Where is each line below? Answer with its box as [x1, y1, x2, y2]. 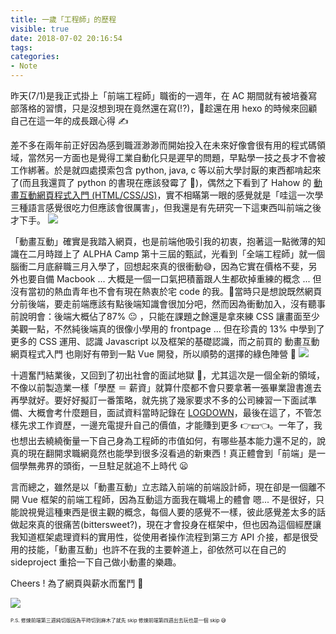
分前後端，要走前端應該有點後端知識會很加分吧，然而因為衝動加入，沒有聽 [10, 298, 317, 310]
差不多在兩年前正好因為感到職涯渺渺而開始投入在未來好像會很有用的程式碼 [10, 139, 317, 151]
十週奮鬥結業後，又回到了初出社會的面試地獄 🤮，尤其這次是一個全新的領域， [10, 369, 326, 381]
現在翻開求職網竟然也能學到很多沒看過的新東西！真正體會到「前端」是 [27, 447, 317, 459]
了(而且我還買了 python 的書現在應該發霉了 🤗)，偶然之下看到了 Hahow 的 [10, 177, 312, 188]
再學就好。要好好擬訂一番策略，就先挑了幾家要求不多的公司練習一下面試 [10, 394, 308, 406]
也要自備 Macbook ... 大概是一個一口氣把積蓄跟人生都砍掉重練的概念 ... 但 [18, 273, 322, 285]
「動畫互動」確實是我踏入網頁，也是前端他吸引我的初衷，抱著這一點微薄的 [10, 236, 317, 247]
